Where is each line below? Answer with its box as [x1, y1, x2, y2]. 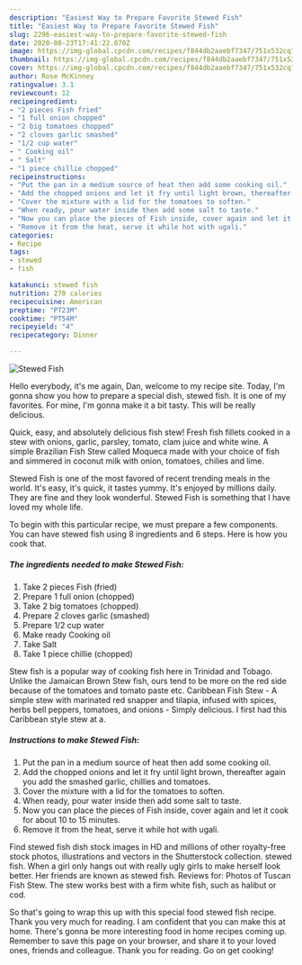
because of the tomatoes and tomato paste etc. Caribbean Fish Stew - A [9, 685, 278, 696]
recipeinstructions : [9, 172, 87, 181]
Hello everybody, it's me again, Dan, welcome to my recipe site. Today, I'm [9, 381, 286, 392]
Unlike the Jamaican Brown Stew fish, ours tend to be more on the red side [9, 675, 288, 686]
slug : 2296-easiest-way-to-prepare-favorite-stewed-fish [9, 30, 227, 39]
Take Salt [22, 638, 58, 649]
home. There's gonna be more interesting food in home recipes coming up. [9, 925, 288, 936]
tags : [9, 248, 30, 257]
